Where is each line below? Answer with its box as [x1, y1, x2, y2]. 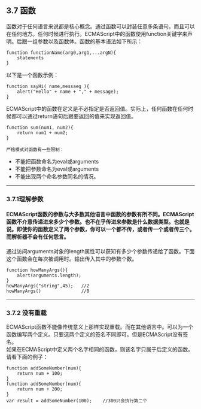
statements [17, 54, 44, 61]
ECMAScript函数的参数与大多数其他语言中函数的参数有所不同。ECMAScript [6, 211, 194, 218]
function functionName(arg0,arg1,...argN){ [6, 50, 117, 56]
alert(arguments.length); [17, 272, 82, 278]
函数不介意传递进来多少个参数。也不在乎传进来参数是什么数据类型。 [6, 218, 174, 226]
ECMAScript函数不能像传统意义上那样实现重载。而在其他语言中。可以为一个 [6, 323, 193, 331]
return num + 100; [17, 371, 63, 377]
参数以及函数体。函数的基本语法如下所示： [37, 38, 142, 45]
